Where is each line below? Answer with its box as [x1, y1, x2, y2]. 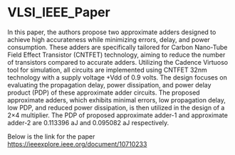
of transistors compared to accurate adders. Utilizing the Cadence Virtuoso [7, 58, 229, 66]
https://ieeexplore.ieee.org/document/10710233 [7, 139, 147, 148]
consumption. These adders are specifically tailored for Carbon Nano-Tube [7, 43, 228, 51]
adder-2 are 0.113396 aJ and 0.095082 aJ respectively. [7, 118, 169, 127]
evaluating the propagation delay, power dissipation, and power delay [7, 80, 211, 89]
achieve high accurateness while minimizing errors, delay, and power [7, 35, 210, 43]
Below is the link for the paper [7, 132, 95, 141]
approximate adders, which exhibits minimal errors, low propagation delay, [7, 95, 226, 104]
